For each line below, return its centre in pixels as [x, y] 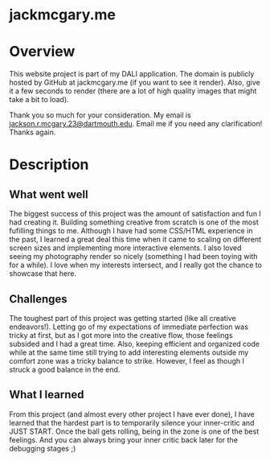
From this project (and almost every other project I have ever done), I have [132, 414]
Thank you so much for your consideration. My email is [100, 115]
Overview [42, 52]
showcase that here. [43, 274]
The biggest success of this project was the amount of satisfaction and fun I [135, 214]
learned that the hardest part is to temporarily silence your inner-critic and [132, 422]
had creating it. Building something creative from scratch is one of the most [134, 222]
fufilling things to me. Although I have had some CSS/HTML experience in [131, 231]
